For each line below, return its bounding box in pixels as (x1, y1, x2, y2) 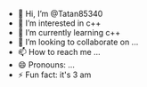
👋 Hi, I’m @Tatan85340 (17, 9, 103, 19)
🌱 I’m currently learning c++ (17, 28, 121, 37)
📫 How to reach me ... (17, 47, 101, 57)
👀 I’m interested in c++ (17, 18, 102, 28)
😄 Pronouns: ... (17, 59, 76, 70)
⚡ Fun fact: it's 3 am (17, 69, 92, 80)
